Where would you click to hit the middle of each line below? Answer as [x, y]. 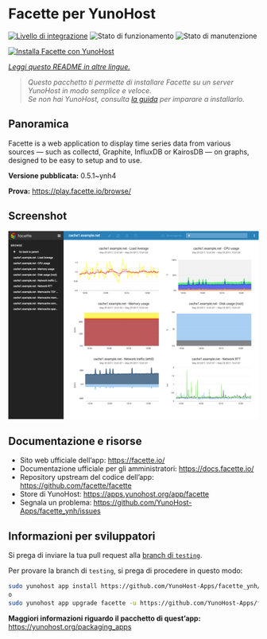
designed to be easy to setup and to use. [75, 160]
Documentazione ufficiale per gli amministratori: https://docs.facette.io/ [137, 469]
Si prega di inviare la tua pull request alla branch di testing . [105, 555]
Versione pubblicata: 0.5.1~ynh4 [62, 175]
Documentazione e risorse [75, 441]
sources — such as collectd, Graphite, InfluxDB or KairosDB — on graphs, [129, 151]
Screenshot [38, 216]
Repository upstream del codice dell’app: [87, 477]
